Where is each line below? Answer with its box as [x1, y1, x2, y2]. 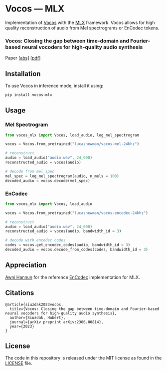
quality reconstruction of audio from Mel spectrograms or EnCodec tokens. [5, 24, 160, 30]
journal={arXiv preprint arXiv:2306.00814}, [9, 319, 104, 324]
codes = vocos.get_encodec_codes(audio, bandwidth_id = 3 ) [5, 242, 131, 247]
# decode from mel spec [5, 168, 55, 174]
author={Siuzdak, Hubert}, [9, 315, 66, 320]
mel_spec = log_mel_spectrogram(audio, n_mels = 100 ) [5, 173, 120, 178]
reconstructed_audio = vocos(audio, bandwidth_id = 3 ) [5, 228, 122, 234]
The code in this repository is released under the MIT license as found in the [5, 355, 162, 361]
